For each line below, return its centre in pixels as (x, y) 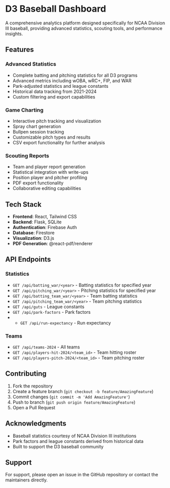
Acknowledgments (36, 424)
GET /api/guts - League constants (48, 306)
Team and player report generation (49, 167)
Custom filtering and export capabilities (54, 96)
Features (20, 50)
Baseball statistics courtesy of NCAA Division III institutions (74, 436)
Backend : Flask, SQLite (37, 222)
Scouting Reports (27, 155)
